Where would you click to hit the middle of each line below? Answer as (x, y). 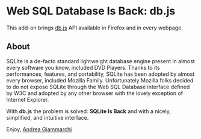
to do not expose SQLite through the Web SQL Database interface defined (98, 87)
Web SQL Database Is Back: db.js (91, 11)
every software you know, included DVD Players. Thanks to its (83, 67)
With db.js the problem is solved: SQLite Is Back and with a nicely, (89, 111)
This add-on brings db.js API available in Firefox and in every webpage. (95, 28)
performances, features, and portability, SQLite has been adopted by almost (100, 74)
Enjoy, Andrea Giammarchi (39, 129)
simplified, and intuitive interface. (48, 117)
